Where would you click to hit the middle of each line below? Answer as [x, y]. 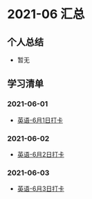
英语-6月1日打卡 [40, 120]
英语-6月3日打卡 [40, 189]
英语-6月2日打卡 [40, 154]
